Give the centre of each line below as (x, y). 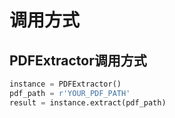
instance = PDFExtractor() (65, 84)
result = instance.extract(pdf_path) (88, 102)
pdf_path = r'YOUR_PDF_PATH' (70, 93)
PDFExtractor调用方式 (78, 60)
